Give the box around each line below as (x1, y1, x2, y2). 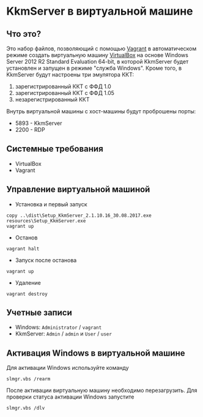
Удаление (15, 279, 41, 286)
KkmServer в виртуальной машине (6, 4, 193, 18)
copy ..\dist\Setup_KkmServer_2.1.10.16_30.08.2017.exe (6, 212, 152, 219)
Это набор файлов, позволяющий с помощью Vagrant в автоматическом (6, 45, 197, 52)
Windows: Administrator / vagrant (15, 323, 102, 331)
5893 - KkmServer (15, 119, 62, 127)
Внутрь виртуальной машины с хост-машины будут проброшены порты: (6, 108, 196, 115)
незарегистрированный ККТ (15, 96, 90, 103)
